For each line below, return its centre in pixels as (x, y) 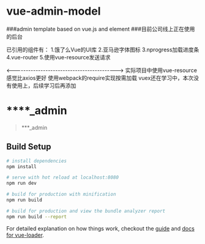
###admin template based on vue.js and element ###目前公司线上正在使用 (101, 29)
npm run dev (21, 183)
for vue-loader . (25, 235)
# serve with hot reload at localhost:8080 (63, 178)
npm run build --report (37, 216)
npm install (21, 166)
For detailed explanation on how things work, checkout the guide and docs (100, 228)
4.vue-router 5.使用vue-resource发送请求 (59, 57)
